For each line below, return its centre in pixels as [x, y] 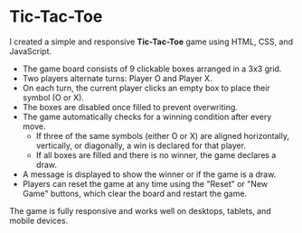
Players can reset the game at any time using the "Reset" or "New [145, 183]
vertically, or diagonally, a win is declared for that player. [141, 145]
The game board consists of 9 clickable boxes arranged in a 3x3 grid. [152, 69]
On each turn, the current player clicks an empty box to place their [146, 88]
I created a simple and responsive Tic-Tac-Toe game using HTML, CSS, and [151, 42]
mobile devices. [39, 220]
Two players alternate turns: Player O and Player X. [117, 78]
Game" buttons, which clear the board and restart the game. [134, 193]
